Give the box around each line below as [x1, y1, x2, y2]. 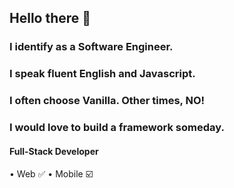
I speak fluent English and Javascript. [9, 67, 196, 81]
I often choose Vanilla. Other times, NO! [9, 94, 206, 108]
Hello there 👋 [9, 10, 92, 27]
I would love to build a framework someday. [9, 121, 225, 135]
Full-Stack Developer [9, 145, 99, 157]
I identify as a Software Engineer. [9, 40, 174, 54]
